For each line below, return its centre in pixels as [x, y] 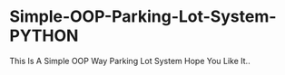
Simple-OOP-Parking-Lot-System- [143, 17]
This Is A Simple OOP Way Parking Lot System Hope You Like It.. [130, 61]
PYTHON [44, 36]
